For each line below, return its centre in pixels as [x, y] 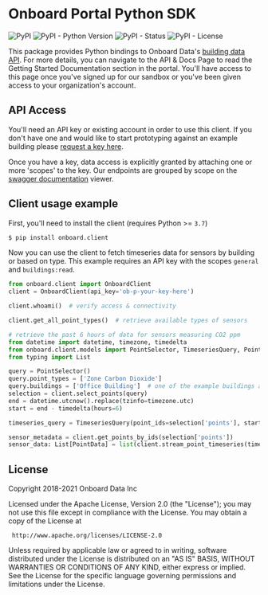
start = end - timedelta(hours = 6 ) [66, 408]
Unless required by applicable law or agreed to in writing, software [118, 550]
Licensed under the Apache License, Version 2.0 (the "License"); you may [130, 504]
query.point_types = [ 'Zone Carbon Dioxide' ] [85, 379]
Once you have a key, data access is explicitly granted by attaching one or [130, 162]
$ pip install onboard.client [59, 237]
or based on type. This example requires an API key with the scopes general [134, 261]
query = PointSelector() [49, 371]
